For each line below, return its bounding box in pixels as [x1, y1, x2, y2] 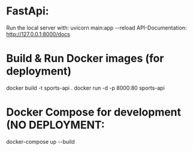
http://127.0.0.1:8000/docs [6, 30, 70, 37]
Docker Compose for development [6, 105, 182, 119]
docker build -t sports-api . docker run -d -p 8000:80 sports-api [6, 84, 165, 91]
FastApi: [6, 4, 49, 18]
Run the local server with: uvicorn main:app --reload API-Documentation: [6, 24, 187, 31]
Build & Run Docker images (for [6, 52, 164, 66]
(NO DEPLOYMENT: [6, 119, 105, 132]
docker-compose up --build [6, 138, 75, 145]
